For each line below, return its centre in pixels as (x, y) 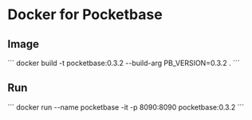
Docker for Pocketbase (85, 15)
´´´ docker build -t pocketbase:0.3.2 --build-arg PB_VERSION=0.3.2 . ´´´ (124, 63)
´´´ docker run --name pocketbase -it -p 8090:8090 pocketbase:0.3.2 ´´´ (126, 107)
